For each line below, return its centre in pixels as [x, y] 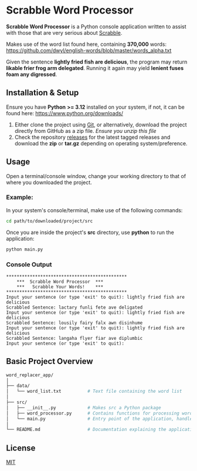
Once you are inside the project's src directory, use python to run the [90, 232]
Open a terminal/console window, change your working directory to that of [96, 176]
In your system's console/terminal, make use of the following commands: [94, 210]
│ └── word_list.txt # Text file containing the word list [94, 392]
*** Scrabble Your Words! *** [60, 287]
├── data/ [18, 386]
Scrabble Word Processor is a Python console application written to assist [96, 26]
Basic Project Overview [50, 361]
